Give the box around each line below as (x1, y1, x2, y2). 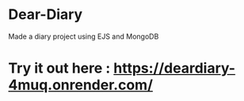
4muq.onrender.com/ (8, 77, 153, 94)
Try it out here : (8, 59, 111, 77)
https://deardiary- (113, 59, 236, 77)
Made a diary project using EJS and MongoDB (8, 32, 159, 41)
